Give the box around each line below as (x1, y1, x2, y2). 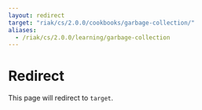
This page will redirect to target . (8, 93, 114, 103)
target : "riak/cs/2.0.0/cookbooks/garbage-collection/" (8, 19, 195, 27)
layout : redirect (8, 11, 65, 20)
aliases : (8, 26, 37, 34)
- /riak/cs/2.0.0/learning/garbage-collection (15, 33, 171, 42)
